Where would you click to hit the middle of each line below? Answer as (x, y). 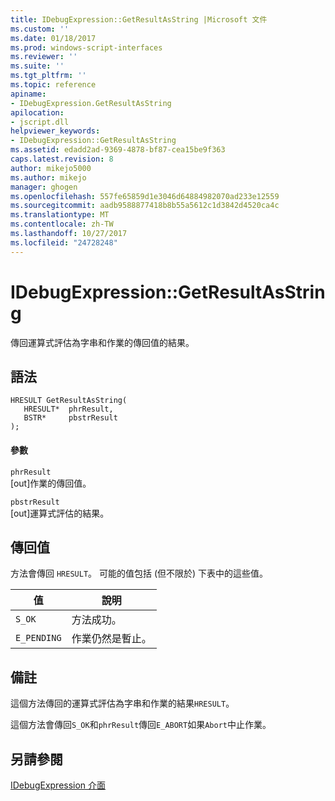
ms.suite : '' (37, 66)
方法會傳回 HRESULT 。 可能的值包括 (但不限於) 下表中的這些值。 (139, 573)
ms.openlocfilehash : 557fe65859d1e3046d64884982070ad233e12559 (145, 196)
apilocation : (37, 112)
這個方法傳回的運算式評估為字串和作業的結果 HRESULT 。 (122, 703)
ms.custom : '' (40, 29)
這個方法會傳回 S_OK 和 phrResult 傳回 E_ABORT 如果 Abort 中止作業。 (141, 725)
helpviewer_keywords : (55, 131)
